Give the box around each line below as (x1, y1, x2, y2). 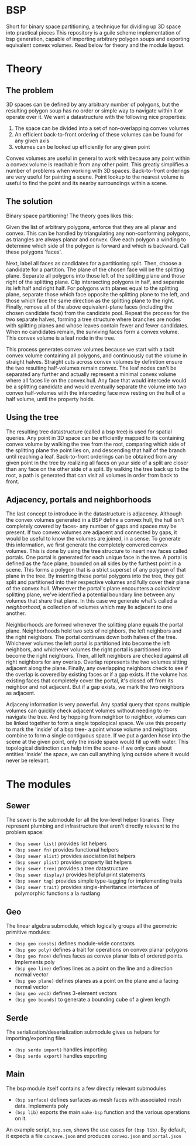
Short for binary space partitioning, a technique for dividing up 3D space (6, 23, 181, 30)
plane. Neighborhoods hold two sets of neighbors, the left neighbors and (6, 627, 182, 634)
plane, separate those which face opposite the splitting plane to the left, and (6, 290, 190, 298)
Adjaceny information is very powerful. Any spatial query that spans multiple (6, 701, 190, 708)
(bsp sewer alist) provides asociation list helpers (14, 853, 136, 860)
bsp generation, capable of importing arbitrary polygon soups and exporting (6, 35, 190, 42)
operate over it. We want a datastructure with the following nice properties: (6, 113, 187, 120)
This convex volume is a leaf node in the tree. (6, 334, 116, 341)
